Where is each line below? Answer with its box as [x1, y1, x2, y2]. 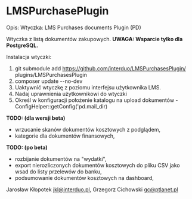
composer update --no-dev [14, 77, 83, 85]
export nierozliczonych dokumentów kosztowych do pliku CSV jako [14, 161, 180, 169]
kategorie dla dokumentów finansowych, [14, 132, 115, 139]
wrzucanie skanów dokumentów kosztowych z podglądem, [14, 126, 161, 133]
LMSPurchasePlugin [6, 4, 109, 18]
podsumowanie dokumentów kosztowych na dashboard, [14, 174, 154, 181]
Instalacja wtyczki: [6, 53, 52, 60]
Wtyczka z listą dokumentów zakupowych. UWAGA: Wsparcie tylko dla [6, 35, 183, 42]
